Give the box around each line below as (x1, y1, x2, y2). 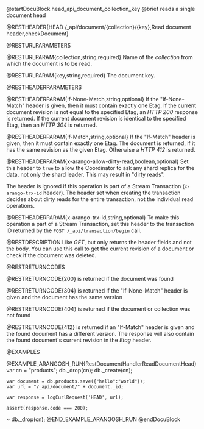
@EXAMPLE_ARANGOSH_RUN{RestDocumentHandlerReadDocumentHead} (6, 360, 197, 367)
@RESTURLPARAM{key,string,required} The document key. (6, 72, 155, 79)
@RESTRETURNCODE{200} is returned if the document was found (6, 275, 174, 282)
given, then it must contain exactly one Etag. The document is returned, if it (6, 140, 195, 147)
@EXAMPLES (6, 349, 41, 355)
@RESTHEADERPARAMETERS (6, 83, 82, 91)
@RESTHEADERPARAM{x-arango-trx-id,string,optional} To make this (6, 214, 180, 221)
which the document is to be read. (6, 60, 93, 67)
